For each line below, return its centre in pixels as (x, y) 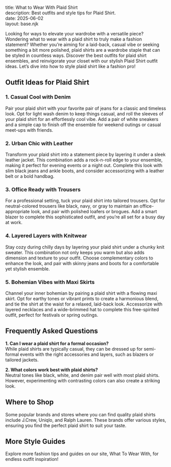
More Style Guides (35, 441)
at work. (14, 222)
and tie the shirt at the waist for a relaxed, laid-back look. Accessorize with (84, 304)
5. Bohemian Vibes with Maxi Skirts (50, 282)
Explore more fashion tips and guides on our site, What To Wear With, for (82, 454)
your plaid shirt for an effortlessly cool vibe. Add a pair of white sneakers (82, 119)
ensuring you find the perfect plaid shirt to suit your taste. (66, 425)
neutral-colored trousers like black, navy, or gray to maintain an (72, 206)
